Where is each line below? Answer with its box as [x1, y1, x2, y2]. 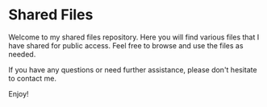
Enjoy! [8, 88, 30, 98]
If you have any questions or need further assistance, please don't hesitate [8, 64, 257, 74]
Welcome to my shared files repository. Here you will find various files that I [8, 32, 260, 42]
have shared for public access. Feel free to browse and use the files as [8, 40, 244, 50]
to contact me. [8, 73, 56, 83]
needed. [8, 49, 36, 59]
